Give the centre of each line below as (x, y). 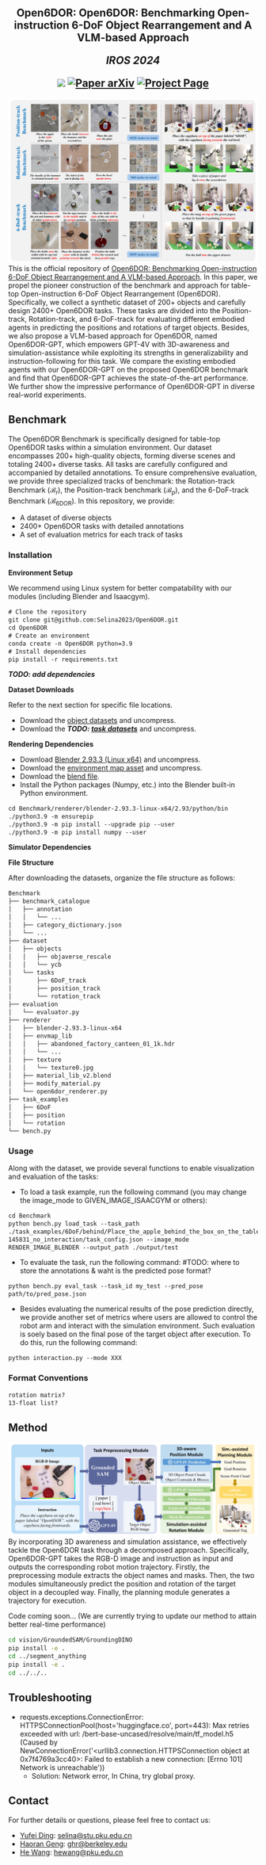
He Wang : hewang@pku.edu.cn (71, 1852)
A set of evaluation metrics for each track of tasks (101, 535)
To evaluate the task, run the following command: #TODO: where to (129, 1263)
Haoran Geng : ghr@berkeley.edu (74, 1844)
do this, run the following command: (78, 1343)
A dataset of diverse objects (66, 518)
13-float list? (33, 1403)
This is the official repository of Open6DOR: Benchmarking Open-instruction (133, 269)
